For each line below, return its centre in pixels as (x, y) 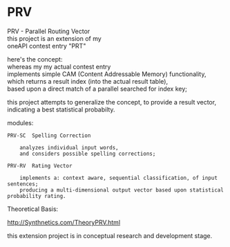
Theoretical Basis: (33, 209)
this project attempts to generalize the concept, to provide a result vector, (112, 102)
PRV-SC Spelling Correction (49, 136)
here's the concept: (35, 59)
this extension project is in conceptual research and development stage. (110, 235)
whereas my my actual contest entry (59, 66)
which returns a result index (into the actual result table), (87, 81)
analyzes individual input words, (69, 147)
